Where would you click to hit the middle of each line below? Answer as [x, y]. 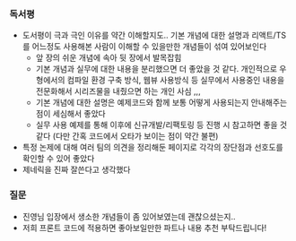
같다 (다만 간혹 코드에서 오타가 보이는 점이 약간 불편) [127, 136]
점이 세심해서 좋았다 [70, 114]
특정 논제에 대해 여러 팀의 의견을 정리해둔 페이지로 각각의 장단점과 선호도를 [153, 147]
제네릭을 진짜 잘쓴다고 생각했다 [76, 170]
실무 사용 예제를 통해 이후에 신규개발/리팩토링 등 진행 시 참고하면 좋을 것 [161, 125]
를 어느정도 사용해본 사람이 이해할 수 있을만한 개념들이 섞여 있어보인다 [144, 47]
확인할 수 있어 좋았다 [58, 159]
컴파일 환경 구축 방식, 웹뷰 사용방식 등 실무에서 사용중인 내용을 [176, 80]
